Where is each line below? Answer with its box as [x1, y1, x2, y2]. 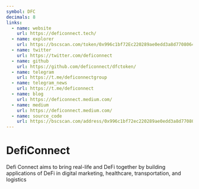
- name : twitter [11, 47, 52, 53]
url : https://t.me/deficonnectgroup [17, 74, 108, 80]
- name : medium [11, 102, 49, 108]
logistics [6, 176, 27, 183]
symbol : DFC [6, 8, 36, 15]
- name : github [11, 58, 49, 64]
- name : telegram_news [11, 80, 68, 86]
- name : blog [11, 91, 44, 97]
